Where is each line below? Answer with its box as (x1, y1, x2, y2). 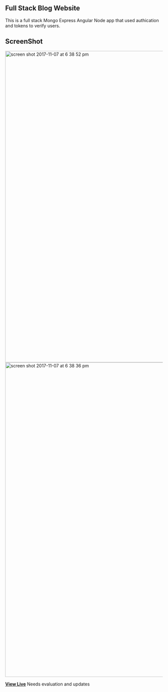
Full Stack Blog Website (5, 4, 80, 13)
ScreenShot (5, 37, 43, 46)
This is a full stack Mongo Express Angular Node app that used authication (5, 17, 159, 23)
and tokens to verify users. (5, 23, 60, 29)
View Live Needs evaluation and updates (5, 681, 90, 687)
